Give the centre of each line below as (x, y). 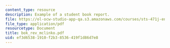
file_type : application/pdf (35, 24)
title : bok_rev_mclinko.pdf (35, 33)
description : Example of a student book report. (57, 14)
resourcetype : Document (30, 28)
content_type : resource (30, 10)
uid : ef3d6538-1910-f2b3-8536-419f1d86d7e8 (52, 38)
